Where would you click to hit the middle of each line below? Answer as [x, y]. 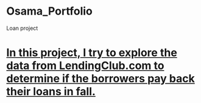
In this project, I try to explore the [92, 53]
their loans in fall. [51, 92]
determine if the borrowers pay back [100, 79]
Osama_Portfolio [50, 11]
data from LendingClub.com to [85, 66]
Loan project [22, 28]
